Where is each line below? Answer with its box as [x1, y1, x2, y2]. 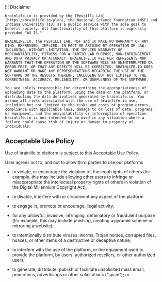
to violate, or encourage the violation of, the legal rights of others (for [12, 168, 150, 174]
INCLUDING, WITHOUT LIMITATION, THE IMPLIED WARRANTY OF [5, 48, 123, 52]
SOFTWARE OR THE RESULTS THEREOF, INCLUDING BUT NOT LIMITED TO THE [5, 73, 146, 78]
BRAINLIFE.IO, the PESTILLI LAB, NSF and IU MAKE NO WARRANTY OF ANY [5, 39, 149, 44]
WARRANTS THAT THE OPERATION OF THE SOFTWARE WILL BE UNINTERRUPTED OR [5, 60, 153, 65]
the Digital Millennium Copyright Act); [12, 184, 87, 190]
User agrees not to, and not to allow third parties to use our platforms [5, 159, 144, 165]
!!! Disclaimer [5, 4, 32, 10]
